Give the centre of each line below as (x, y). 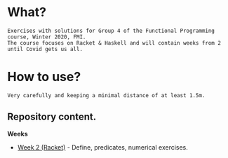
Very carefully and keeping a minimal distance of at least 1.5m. (106, 95)
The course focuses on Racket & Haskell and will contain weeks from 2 (114, 43)
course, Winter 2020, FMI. (47, 37)
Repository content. (52, 117)
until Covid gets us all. (45, 49)
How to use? (44, 77)
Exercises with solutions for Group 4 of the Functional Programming (111, 31)
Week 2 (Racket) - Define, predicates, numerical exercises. (102, 147)
